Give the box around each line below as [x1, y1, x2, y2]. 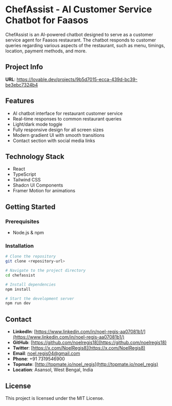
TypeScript [12, 171, 36, 177]
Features [5, 96, 34, 106]
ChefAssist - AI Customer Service [5, 4, 152, 15]
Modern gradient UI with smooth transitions [12, 132, 105, 138]
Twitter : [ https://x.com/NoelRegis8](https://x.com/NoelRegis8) [12, 345, 146, 351]
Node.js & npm [12, 230, 45, 236]
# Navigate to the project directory [5, 268, 86, 273]
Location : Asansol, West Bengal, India [12, 367, 93, 373]
